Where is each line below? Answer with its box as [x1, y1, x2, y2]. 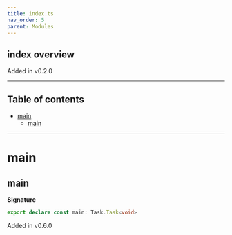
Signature [7, 196, 37, 204]
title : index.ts [7, 10, 54, 17]
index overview [7, 48, 75, 60]
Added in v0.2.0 [7, 67, 53, 75]
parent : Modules [7, 23, 54, 30]
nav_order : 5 [7, 17, 45, 23]
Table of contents [7, 93, 84, 105]
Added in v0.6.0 [7, 221, 52, 229]
